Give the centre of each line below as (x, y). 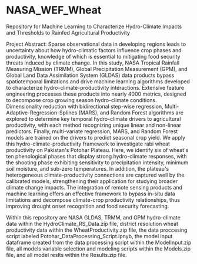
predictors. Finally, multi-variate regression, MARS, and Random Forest (92, 131)
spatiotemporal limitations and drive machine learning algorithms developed (98, 81)
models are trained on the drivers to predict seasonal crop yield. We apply (96, 137)
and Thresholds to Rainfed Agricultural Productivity (68, 32)
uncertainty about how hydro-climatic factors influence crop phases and (94, 50)
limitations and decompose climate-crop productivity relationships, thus (93, 199)
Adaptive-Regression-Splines (42, 113)
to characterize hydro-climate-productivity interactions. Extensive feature (95, 87)
